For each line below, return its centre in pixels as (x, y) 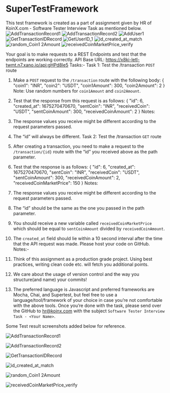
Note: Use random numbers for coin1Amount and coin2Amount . (77, 91)
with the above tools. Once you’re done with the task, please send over (87, 305)
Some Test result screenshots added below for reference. (66, 326)
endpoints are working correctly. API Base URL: (55, 59)
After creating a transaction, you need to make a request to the (78, 146)
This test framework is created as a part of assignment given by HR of (79, 23)
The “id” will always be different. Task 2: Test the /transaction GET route (87, 136)
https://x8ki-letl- (123, 59)
